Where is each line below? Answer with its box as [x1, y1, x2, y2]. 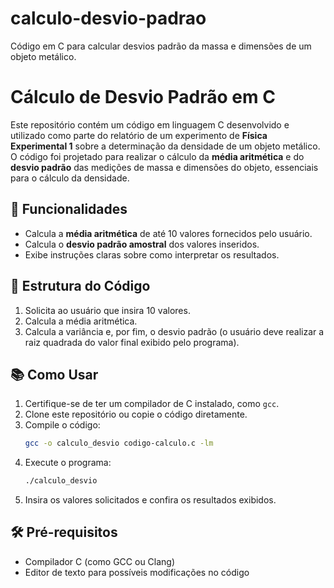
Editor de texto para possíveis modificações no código [24, 566, 250, 578]
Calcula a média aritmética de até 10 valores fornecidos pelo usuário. [24, 227, 313, 239]
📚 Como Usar [10, 366, 99, 383]
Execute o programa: [24, 457, 112, 469]
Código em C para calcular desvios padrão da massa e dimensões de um [10, 40, 312, 52]
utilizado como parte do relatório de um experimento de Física [10, 129, 268, 141]
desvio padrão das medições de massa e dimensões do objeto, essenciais [10, 161, 319, 173]
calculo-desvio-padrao [10, 7, 207, 30]
